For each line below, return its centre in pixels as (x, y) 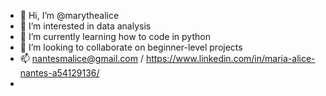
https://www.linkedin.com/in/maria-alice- (230, 58)
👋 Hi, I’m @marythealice (69, 15)
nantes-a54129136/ (59, 73)
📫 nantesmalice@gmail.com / (81, 58)
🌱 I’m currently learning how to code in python (115, 36)
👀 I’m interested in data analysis (85, 26)
